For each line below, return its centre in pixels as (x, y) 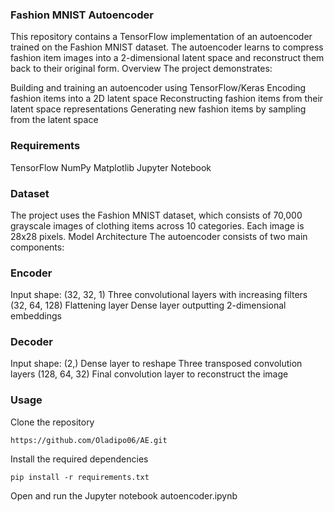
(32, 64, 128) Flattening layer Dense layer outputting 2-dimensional (148, 305)
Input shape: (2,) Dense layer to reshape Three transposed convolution (156, 364)
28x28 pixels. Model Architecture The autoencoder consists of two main (159, 236)
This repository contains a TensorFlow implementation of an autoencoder (161, 37)
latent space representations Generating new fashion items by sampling (158, 109)
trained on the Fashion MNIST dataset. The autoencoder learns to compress (167, 47)
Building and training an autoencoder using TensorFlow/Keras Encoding (158, 88)
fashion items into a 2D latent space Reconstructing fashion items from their (167, 99)
